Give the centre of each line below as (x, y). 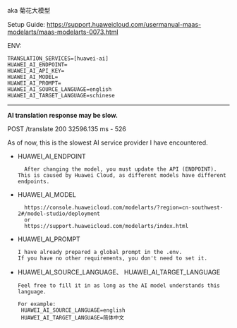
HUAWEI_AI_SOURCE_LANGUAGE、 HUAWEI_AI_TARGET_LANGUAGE (119, 272)
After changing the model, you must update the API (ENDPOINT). (121, 169)
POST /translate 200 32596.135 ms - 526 (67, 129)
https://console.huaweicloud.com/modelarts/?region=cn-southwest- (124, 207)
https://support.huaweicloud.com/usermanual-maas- (124, 24)
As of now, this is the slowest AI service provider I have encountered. (108, 142)
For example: (37, 304)
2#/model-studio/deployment (59, 214)
